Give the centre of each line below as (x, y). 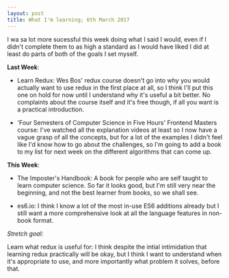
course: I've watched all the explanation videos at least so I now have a (117, 130)
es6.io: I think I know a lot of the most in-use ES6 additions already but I (118, 206)
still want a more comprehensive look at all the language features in (112, 213)
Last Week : (23, 67)
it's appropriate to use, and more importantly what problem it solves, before (113, 261)
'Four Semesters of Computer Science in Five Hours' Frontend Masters (117, 122)
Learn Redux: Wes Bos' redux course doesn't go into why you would (113, 80)
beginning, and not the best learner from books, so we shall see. (108, 193)
